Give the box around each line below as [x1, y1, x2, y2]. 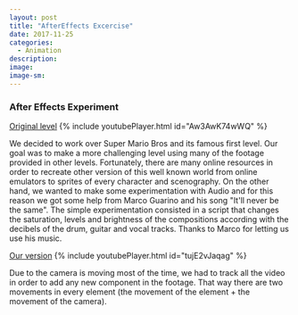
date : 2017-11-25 [9, 29, 74, 38]
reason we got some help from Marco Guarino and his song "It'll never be [9, 195, 279, 206]
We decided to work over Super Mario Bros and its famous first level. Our [9, 138, 278, 149]
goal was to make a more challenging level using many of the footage [9, 148, 265, 159]
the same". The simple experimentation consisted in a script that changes [9, 204, 279, 215]
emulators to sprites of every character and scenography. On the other [9, 176, 269, 187]
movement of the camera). [9, 296, 107, 307]
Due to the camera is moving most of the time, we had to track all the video [9, 268, 286, 278]
